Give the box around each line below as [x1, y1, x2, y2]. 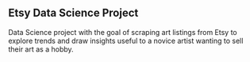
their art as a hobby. [8, 44, 74, 54]
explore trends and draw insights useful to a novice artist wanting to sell [8, 36, 244, 45]
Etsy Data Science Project [8, 6, 139, 20]
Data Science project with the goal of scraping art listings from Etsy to [8, 27, 237, 37]
